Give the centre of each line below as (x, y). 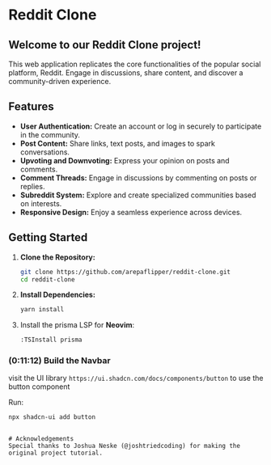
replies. (32, 186)
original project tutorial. (56, 453)
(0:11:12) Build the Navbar (59, 361)
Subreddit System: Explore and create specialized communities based (138, 195)
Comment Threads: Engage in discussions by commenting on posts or (138, 178)
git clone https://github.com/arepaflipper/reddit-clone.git (125, 272)
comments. (39, 169)
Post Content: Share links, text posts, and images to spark (118, 143)
